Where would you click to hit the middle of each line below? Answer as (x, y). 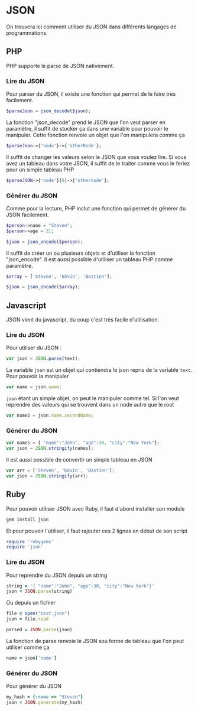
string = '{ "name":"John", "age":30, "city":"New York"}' (80, 586)
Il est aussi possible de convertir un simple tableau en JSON (79, 460)
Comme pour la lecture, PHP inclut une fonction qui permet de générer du (96, 208)
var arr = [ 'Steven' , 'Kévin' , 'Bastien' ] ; (61, 470)
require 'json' (25, 547)
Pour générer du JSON (34, 686)
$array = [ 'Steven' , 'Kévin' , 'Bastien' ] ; (59, 276)
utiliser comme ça (28, 647)
